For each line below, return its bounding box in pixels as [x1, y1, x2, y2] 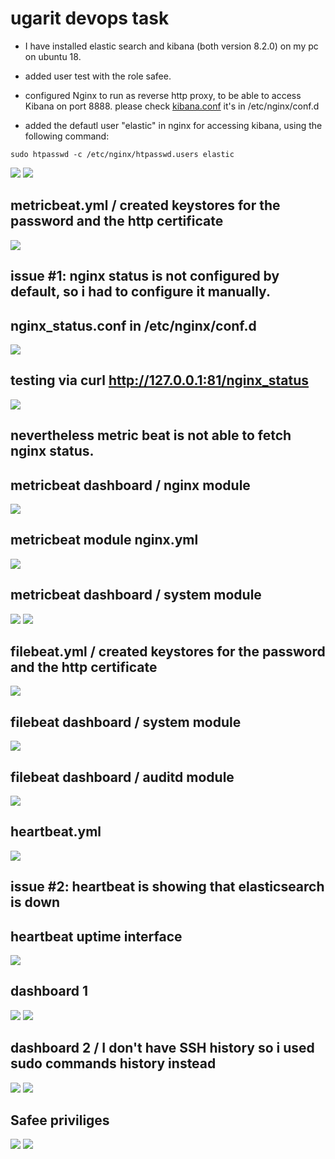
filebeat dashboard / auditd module [10, 768, 235, 786]
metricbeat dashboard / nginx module [10, 477, 251, 494]
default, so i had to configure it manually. [10, 283, 271, 301]
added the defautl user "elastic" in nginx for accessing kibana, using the [24, 119, 323, 131]
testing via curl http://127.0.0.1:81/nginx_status [10, 372, 310, 389]
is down [10, 894, 61, 911]
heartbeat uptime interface [10, 928, 183, 945]
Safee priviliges [10, 1112, 110, 1129]
